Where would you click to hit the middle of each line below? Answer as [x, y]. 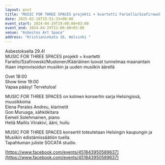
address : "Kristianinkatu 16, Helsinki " [48, 37]
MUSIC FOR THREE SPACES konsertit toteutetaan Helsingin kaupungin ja [79, 132]
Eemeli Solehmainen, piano [32, 117]
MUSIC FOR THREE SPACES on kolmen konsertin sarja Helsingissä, [73, 96]
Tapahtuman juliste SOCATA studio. [41, 142]
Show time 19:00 [22, 81]
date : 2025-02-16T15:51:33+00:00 [39, 19]
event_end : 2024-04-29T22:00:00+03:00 [45, 28]
